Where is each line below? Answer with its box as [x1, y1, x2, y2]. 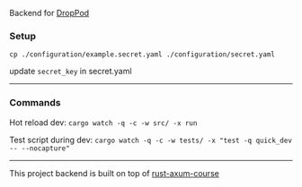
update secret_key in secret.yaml [9, 66, 132, 77]
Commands [9, 97, 61, 109]
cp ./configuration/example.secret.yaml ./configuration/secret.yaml [9, 50, 276, 59]
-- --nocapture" [9, 143, 70, 153]
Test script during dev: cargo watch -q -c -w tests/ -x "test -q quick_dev [9, 134, 292, 145]
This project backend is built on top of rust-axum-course [9, 167, 220, 178]
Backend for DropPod [9, 8, 90, 18]
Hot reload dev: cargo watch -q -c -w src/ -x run [9, 116, 198, 128]
